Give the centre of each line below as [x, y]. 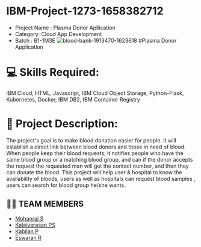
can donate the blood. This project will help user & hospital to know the [94, 172]
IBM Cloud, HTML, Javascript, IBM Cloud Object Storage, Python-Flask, [95, 93]
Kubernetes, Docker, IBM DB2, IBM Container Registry [73, 99]
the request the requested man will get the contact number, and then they [97, 166]
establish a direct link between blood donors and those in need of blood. [96, 147]
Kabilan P [27, 231]
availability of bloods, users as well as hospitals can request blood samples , [101, 178]
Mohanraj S [29, 218]
